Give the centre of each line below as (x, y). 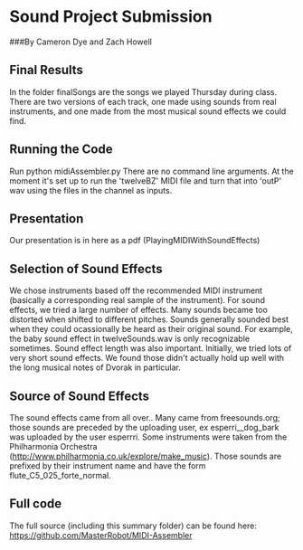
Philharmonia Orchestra (53, 446)
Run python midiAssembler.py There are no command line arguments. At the (151, 171)
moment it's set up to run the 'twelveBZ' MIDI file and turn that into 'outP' (146, 180)
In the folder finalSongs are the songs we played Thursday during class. (143, 91)
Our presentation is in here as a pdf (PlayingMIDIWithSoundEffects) (135, 241)
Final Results (47, 70)
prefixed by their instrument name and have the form (108, 466)
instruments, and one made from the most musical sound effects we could (148, 111)
